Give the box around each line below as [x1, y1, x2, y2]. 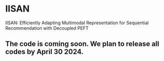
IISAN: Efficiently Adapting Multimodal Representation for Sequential [5, 20, 149, 26]
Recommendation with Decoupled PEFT [5, 25, 89, 31]
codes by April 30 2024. [5, 47, 84, 56]
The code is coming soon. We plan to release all [5, 40, 159, 48]
